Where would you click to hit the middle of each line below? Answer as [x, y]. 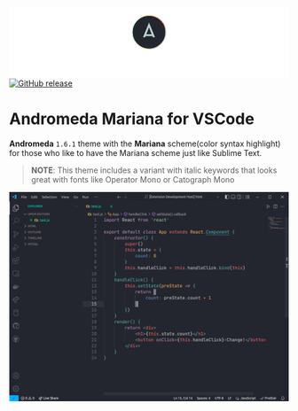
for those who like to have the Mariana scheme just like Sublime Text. [136, 152]
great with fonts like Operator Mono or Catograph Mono [133, 179]
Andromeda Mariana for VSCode [132, 119]
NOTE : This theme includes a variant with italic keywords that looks [154, 170]
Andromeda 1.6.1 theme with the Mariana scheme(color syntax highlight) [145, 143]
